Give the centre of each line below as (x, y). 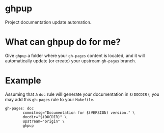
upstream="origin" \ (44, 121)
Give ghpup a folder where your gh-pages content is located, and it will (75, 55)
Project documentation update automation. (48, 22)
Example (23, 81)
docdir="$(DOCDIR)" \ (45, 117)
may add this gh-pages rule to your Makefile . (50, 99)
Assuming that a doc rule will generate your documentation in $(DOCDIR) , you (82, 94)
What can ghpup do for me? (63, 42)
